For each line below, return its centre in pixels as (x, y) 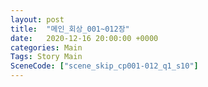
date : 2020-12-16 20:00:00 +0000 (84, 38)
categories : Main (46, 47)
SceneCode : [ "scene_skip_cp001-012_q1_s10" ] (104, 66)
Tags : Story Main (46, 57)
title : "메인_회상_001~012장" (70, 29)
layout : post (37, 19)
